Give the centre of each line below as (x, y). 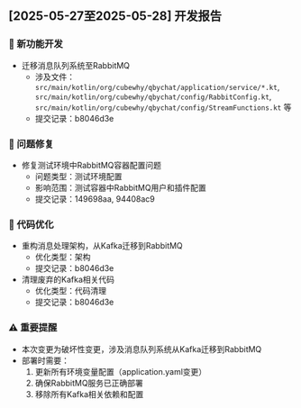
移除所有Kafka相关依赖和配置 (89, 394)
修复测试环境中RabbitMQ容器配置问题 (91, 165)
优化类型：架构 (63, 257)
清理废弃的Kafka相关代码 (68, 280)
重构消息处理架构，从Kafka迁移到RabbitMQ (102, 246)
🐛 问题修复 (32, 144)
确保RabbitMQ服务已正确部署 (89, 383)
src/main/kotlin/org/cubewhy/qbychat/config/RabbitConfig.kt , (153, 96)
